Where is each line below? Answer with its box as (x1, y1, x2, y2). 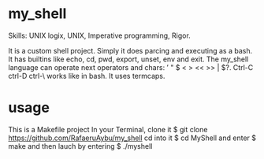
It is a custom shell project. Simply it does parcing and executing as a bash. (8, 46, 253, 55)
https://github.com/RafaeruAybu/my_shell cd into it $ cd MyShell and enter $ (8, 133, 256, 142)
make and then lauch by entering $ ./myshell (8, 141, 153, 150)
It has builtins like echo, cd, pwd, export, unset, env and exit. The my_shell (8, 54, 249, 64)
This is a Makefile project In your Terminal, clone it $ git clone (8, 124, 208, 134)
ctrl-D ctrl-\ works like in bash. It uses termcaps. (8, 71, 165, 80)
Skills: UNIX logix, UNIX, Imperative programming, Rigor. (8, 31, 191, 40)
